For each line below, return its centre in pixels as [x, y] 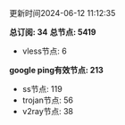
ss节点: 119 [42, 89]
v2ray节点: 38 [48, 111]
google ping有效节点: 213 [57, 70]
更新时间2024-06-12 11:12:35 [62, 13]
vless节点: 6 [44, 51]
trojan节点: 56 [48, 100]
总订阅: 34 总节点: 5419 [53, 32]
